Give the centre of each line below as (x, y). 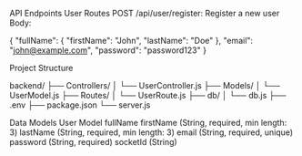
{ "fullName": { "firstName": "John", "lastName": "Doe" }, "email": (131, 41)
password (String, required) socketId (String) (93, 142)
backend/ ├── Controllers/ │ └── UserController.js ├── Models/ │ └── (145, 85)
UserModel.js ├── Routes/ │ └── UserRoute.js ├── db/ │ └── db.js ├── (148, 95)
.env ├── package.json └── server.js (80, 105)
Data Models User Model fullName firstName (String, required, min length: (148, 123)
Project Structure (41, 68)
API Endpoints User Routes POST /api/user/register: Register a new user (145, 13)
